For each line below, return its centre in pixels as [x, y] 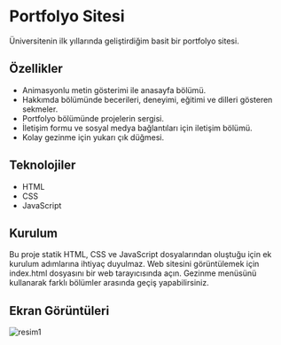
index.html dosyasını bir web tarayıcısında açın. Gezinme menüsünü [133, 273]
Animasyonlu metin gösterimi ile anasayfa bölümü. [114, 90]
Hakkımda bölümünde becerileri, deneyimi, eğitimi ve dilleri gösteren [147, 99]
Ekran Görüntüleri [59, 311]
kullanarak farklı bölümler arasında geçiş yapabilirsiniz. [109, 283]
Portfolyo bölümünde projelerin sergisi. [93, 118]
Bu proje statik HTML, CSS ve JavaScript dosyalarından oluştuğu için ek [140, 255]
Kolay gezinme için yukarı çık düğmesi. [93, 137]
